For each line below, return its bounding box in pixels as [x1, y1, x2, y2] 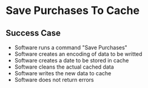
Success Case [5, 28, 61, 38]
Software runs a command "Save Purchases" [14, 44, 128, 51]
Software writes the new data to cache [14, 70, 112, 76]
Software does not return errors [14, 76, 95, 83]
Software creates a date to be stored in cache [14, 57, 129, 64]
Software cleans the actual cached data [14, 63, 115, 70]
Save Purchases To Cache [5, 4, 140, 18]
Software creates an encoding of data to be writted [14, 50, 143, 58]
